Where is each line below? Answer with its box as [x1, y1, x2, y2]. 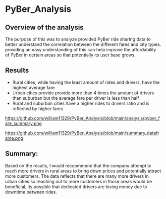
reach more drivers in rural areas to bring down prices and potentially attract [5, 168, 161, 174]
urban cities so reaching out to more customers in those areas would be [5, 178, 152, 184]
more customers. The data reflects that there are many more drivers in [5, 173, 149, 179]
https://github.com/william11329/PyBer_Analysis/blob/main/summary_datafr [5, 130, 160, 136]
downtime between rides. [5, 189, 57, 195]
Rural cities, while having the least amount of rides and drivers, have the [12, 79, 160, 85]
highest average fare [12, 84, 55, 90]
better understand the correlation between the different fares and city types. [5, 41, 161, 47]
